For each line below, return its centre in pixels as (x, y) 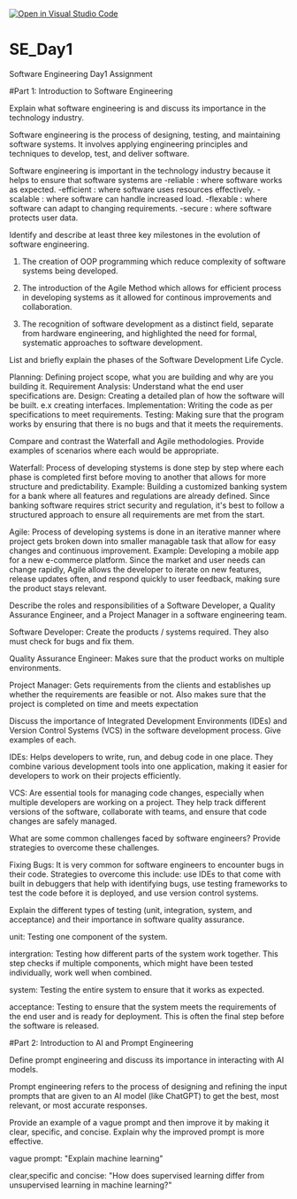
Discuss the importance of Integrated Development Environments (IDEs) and (148, 720)
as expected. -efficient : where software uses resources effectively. (132, 189)
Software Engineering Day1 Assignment (81, 73)
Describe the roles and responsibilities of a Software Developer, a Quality (142, 605)
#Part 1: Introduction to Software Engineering (91, 91)
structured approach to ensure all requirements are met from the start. (137, 514)
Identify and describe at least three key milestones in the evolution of (135, 234)
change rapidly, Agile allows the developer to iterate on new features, (136, 569)
